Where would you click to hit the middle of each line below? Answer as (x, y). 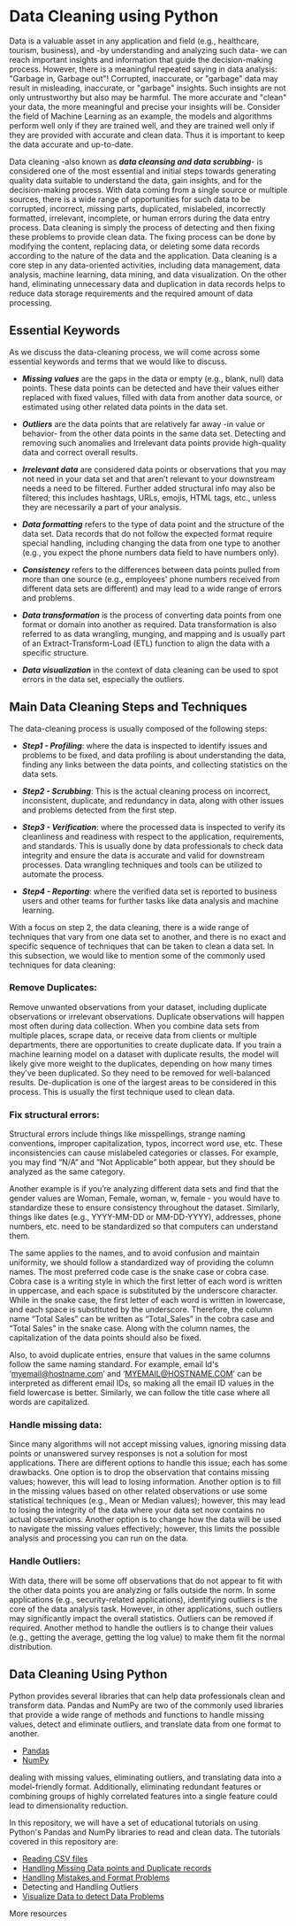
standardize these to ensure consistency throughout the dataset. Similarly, (144, 1208)
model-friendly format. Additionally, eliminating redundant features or (136, 1786)
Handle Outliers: (45, 1561)
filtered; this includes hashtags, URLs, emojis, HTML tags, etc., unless (149, 497)
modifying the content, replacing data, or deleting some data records (135, 246)
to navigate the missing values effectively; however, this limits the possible (144, 1529)
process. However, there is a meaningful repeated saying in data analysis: (144, 69)
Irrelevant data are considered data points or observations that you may (154, 469)
